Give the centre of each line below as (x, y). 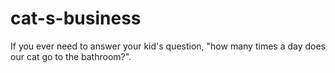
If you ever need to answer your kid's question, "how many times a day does (168, 46)
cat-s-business (76, 18)
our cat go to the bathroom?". (71, 56)
